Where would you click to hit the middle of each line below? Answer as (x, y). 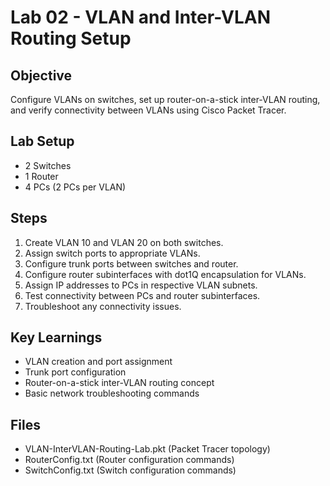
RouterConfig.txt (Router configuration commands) (129, 460)
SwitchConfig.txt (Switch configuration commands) (130, 470)
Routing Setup (71, 38)
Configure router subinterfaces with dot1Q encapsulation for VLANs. (165, 274)
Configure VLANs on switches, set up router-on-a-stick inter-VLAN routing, (165, 99)
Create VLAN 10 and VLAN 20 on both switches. (124, 242)
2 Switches (48, 165)
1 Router (41, 176)
